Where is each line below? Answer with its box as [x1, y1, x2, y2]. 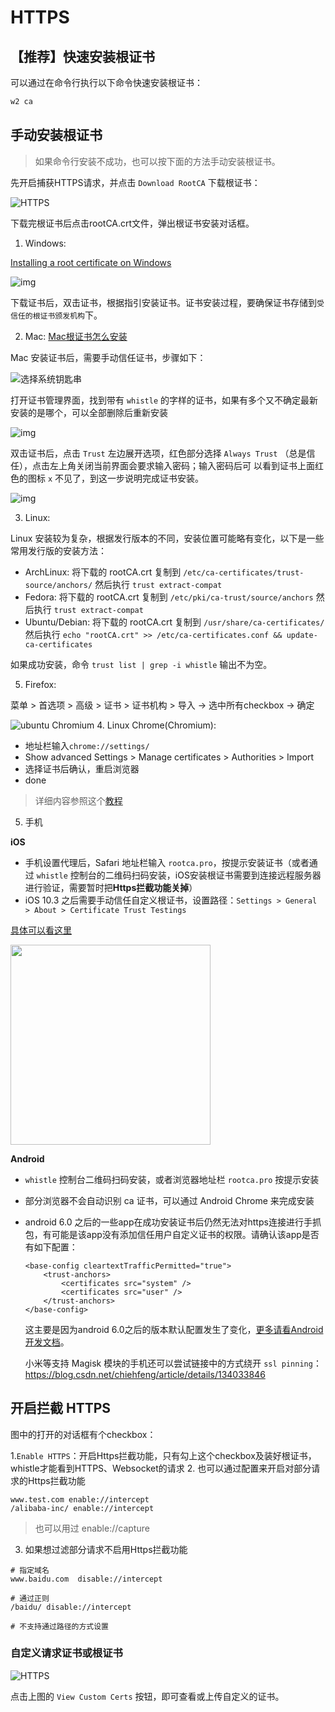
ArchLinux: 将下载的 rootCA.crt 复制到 [24, 566, 182, 578]
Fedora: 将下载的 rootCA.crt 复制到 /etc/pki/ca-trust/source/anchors [24, 591, 314, 603]
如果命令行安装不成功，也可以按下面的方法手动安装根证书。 [34, 155, 281, 167]
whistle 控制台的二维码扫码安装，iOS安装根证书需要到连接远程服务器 [36, 869, 322, 881]
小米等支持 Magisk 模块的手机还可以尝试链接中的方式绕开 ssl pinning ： [24, 1357, 322, 1369]
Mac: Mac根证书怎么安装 [24, 330, 128, 342]
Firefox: [24, 678, 57, 690]
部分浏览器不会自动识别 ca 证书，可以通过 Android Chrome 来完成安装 [24, 1194, 315, 1206]
